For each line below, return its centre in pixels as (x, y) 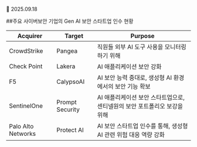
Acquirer (30, 36)
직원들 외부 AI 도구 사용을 (130, 47)
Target (74, 36)
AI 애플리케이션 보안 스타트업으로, (141, 98)
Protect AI (70, 130)
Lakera (66, 66)
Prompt (67, 102)
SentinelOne (26, 106)
